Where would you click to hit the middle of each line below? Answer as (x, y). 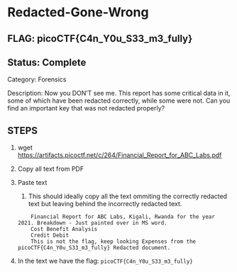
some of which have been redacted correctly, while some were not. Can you (119, 101)
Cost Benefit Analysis (64, 229)
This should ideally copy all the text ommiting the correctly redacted (128, 196)
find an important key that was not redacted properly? (86, 108)
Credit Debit (50, 236)
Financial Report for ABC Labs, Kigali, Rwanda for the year (123, 217)
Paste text (32, 183)
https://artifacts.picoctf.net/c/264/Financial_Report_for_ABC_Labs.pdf (120, 155)
